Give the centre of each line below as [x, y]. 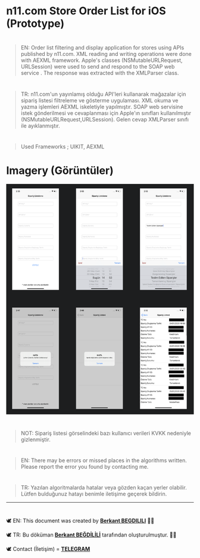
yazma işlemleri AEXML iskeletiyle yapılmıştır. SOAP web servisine [102, 107]
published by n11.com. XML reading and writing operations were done [106, 54]
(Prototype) [35, 24]
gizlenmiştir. [35, 439]
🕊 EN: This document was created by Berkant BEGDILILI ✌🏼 [80, 521]
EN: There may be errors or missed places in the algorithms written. [104, 460]
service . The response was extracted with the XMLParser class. [100, 73]
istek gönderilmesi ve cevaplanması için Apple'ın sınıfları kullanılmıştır [106, 113]
